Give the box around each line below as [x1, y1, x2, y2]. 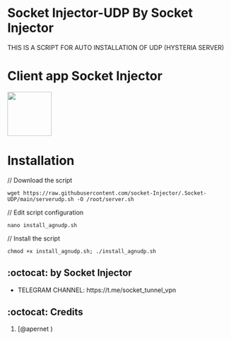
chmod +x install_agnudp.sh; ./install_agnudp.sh [7, 248, 157, 255]
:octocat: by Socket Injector [7, 267, 132, 279]
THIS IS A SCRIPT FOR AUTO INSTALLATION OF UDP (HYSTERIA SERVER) [7, 43, 225, 51]
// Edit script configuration [7, 208, 84, 217]
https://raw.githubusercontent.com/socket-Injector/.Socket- [23, 189, 207, 197]
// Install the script [7, 234, 60, 243]
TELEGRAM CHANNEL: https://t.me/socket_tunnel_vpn [17, 286, 177, 294]
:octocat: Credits [7, 306, 83, 318]
